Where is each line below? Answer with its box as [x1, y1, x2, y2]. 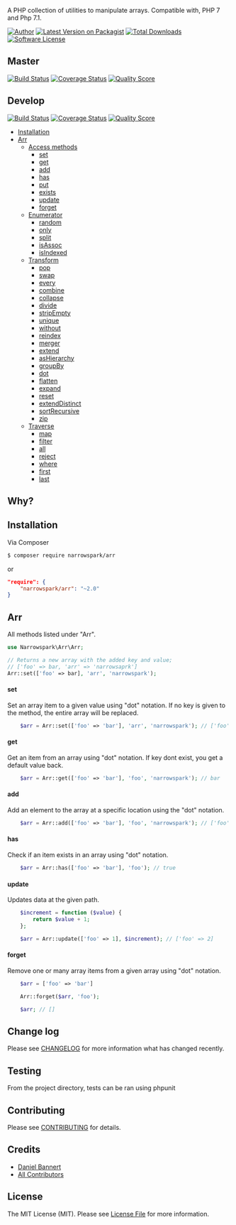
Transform [28, 256, 59, 264]
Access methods [28, 142, 78, 151]
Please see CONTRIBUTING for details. [7, 1123, 122, 1131]
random [38, 218, 62, 227]
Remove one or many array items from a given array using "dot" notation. [7, 966, 221, 975]
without [38, 323, 62, 332]
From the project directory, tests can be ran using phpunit [7, 1084, 176, 1092]
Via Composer [7, 538, 50, 546]
